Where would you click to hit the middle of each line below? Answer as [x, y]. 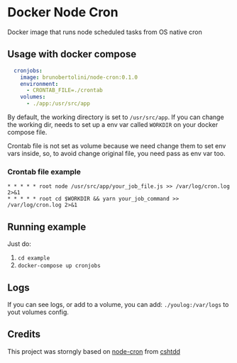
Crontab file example [44, 172]
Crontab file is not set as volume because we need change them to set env [117, 146]
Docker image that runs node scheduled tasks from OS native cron [105, 32]
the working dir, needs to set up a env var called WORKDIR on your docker [113, 124]
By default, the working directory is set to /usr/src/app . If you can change [116, 117]
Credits [24, 334]
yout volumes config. [38, 312]
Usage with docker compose [72, 54]
